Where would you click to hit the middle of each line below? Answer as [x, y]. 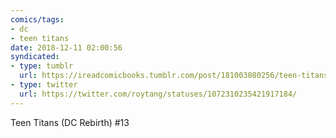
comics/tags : [37, 19]
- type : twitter [44, 85]
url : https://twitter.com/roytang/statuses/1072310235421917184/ [158, 94]
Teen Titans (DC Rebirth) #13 [70, 122]
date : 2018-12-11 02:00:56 [66, 47]
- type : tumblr [42, 66]
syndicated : [35, 57]
